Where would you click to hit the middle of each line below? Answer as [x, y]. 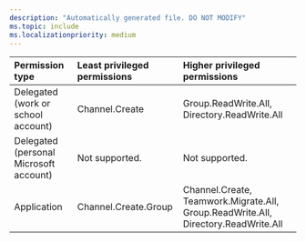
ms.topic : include [44, 26]
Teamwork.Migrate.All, [231, 201]
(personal [35, 153]
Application [38, 207]
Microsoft [35, 164]
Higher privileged [221, 66]
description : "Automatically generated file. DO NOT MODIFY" [128, 18]
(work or [32, 104]
